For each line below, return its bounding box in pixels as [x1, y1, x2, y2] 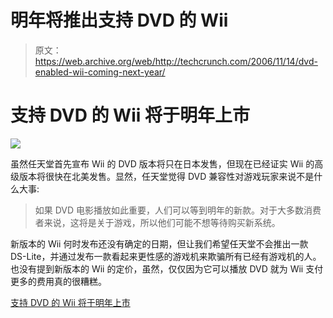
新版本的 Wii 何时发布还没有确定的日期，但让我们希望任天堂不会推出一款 [10, 237, 309, 250]
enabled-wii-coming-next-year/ [34, 66, 166, 78]
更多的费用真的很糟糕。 [10, 275, 107, 287]
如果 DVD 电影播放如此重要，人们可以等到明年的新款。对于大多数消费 [34, 204, 322, 216]
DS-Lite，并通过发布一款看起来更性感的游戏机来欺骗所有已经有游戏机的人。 [10, 250, 322, 262]
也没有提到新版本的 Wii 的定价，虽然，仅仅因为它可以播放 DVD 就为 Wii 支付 [10, 262, 324, 275]
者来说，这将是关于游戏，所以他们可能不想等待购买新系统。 [34, 216, 281, 228]
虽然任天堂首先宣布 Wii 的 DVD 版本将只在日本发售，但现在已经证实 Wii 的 [10, 157, 315, 170]
